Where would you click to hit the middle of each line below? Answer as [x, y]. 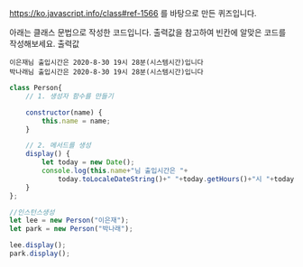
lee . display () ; [38, 245]
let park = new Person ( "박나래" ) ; [71, 229]
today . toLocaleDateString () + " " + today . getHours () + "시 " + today [176, 179]
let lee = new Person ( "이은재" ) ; [69, 221]
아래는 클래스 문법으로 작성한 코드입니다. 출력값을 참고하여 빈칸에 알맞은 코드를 [148, 32]
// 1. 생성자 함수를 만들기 [70, 96]
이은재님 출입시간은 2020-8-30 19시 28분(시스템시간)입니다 [106, 62]
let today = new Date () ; [88, 162]
